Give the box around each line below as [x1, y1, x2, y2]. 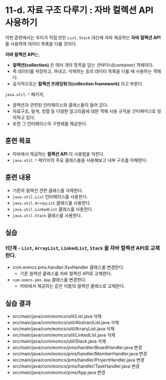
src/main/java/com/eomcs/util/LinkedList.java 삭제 [12, 332, 116, 338]
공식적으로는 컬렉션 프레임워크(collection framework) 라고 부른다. [12, 80, 144, 86]
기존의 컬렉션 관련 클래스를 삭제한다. [12, 187, 83, 193]
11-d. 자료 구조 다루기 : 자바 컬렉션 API [5, 4, 154, 16]
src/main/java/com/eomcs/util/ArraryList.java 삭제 [12, 326, 115, 332]
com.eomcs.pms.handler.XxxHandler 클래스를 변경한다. [12, 264, 125, 270]
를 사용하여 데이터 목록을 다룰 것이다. [5, 40, 77, 46]
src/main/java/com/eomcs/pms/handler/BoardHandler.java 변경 [12, 345, 143, 351]
